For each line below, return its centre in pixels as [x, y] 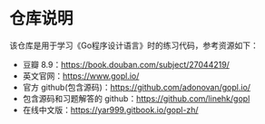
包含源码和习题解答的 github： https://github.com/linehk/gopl [136, 98]
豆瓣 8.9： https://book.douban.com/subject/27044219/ [126, 64]
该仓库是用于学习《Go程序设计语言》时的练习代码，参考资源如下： [134, 45]
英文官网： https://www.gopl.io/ [81, 76]
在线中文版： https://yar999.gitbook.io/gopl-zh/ [110, 110]
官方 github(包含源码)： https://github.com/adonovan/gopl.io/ [137, 87]
